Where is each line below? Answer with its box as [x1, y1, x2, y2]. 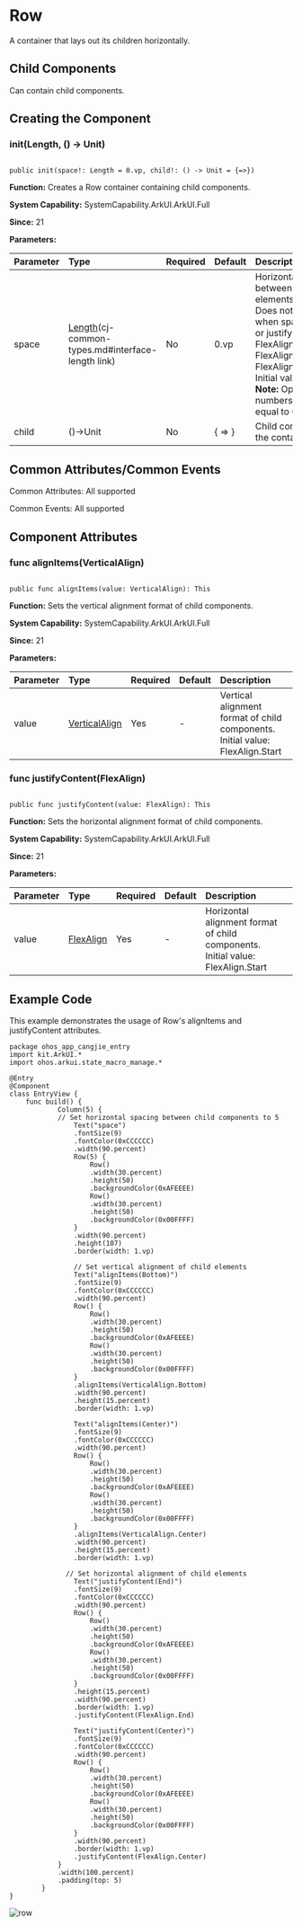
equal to [254, 405, 289, 418]
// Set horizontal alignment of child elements [66, 1569, 247, 1578]
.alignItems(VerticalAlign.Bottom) [73, 1380, 207, 1389]
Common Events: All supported [9, 503, 125, 514]
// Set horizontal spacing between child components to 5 [57, 1114, 280, 1123]
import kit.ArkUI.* [9, 1051, 83, 1060]
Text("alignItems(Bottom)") [73, 1271, 179, 1280]
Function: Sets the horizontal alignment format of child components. [9, 816, 263, 827]
